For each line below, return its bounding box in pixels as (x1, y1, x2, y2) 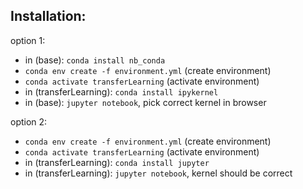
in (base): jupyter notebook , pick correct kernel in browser (24, 96, 267, 108)
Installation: (10, 8, 87, 25)
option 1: (10, 34, 46, 46)
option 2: (10, 115, 48, 128)
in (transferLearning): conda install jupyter (24, 156, 210, 168)
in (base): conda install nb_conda (24, 54, 166, 66)
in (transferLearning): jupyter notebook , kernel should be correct (24, 167, 293, 179)
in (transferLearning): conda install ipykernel (24, 85, 219, 98)
